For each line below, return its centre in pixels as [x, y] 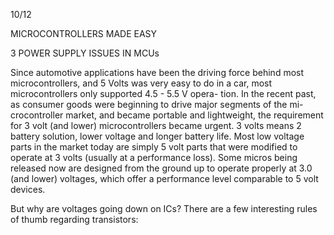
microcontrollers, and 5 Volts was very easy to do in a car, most [141, 83]
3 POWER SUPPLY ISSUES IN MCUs [85, 53]
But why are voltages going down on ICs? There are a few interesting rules [164, 208]
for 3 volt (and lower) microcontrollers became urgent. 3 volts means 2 [156, 125]
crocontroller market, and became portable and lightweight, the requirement [167, 115]
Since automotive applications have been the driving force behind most [157, 72]
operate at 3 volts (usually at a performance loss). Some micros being [154, 157]
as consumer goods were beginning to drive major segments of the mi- [157, 104]
